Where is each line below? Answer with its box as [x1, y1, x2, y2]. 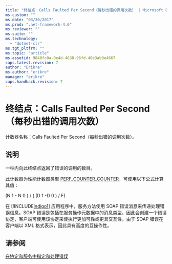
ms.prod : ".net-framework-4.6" [5, 22, 72, 27]
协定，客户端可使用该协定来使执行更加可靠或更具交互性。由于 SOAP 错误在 [5, 216, 164, 222]
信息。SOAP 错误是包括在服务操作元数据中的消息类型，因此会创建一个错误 [9, 209, 167, 216]
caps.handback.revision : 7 [5, 79, 63, 84]
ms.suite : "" [5, 31, 33, 36]
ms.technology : [5, 36, 38, 42]
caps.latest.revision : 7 [5, 60, 58, 65]
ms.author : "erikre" [5, 70, 50, 75]
